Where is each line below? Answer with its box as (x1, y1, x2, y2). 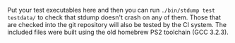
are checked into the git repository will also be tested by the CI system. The (7, 21, 227, 28)
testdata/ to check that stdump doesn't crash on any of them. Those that (7, 13, 221, 21)
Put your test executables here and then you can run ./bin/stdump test (7, 6, 215, 14)
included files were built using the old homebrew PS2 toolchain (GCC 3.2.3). (7, 28, 229, 36)
